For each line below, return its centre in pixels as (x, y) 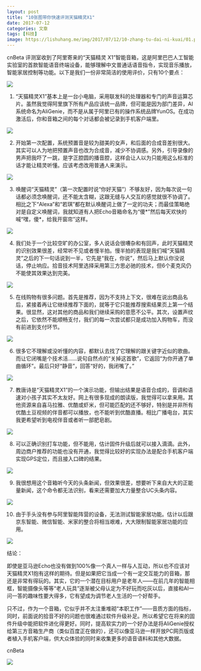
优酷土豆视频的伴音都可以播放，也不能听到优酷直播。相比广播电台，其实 (104, 412)
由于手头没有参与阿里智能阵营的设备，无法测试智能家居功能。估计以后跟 (104, 514)
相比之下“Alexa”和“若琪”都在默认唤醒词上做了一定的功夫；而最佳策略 (100, 204)
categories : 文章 (27, 28)
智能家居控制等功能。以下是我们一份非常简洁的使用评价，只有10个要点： (96, 72)
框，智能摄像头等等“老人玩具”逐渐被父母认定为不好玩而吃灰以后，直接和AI (98, 588)
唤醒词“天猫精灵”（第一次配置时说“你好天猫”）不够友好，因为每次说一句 (104, 189)
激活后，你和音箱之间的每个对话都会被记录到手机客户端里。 (89, 119)
